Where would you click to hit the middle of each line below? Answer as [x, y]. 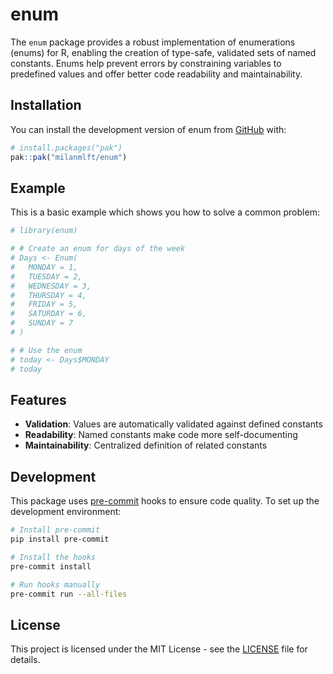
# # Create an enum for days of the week [98, 249]
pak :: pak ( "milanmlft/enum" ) [69, 157]
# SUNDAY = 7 [42, 323]
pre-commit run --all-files [69, 594]
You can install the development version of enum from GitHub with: [148, 129]
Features [38, 399]
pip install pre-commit [60, 539]
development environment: [66, 512]
